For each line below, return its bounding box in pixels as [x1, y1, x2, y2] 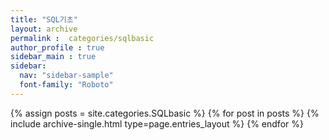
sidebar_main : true [10, 52, 97, 62]
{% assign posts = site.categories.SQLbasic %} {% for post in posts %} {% [10, 107, 320, 119]
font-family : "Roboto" [19, 80, 114, 90]
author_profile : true [10, 42, 105, 53]
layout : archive [10, 24, 78, 34]
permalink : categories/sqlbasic [10, 33, 155, 43]
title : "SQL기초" [10, 14, 78, 25]
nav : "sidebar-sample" [19, 71, 114, 81]
